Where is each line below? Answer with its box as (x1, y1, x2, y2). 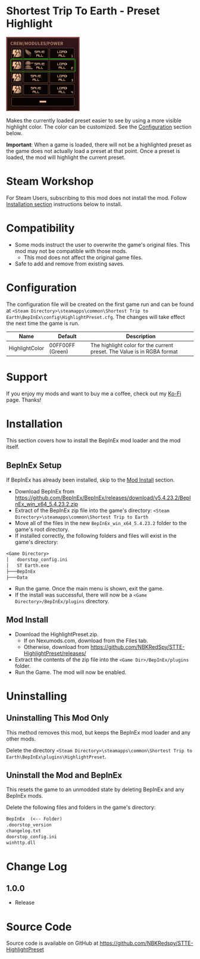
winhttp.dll (6, 840, 36, 846)
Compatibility (6, 221, 75, 235)
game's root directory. (14, 526, 70, 533)
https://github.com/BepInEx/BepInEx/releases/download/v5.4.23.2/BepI (14, 494, 191, 501)
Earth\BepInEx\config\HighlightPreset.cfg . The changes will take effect (6, 313, 186, 320)
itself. (6, 443, 20, 450)
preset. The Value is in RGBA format (90, 348, 178, 355)
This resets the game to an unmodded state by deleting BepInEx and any (6, 786, 185, 793)
